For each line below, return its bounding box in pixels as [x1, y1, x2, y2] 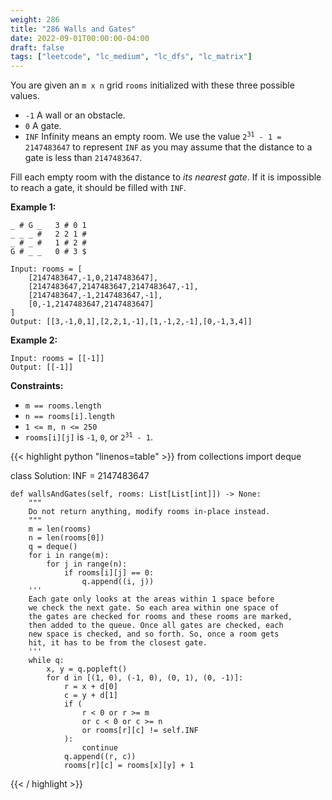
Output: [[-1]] [10, 362, 74, 373]
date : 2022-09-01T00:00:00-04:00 [10, 33, 150, 43]
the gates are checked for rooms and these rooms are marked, [28, 612, 293, 622]
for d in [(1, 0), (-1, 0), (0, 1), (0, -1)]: [46, 673, 244, 683]
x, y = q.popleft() [46, 664, 128, 675]
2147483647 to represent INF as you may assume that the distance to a [24, 141, 313, 153]
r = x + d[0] [63, 682, 118, 692]
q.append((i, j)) [81, 577, 155, 587]
